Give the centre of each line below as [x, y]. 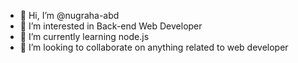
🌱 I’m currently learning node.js [84, 36]
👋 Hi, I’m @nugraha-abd [69, 15]
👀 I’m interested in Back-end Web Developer [111, 26]
